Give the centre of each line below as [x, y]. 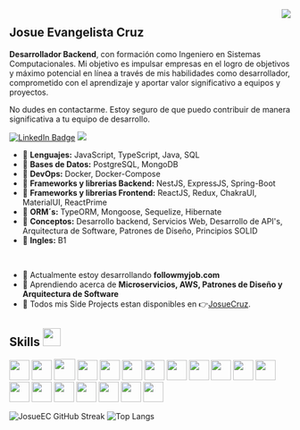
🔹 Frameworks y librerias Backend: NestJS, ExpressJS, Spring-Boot [149, 183]
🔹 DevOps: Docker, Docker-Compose [91, 173]
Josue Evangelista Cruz [77, 33]
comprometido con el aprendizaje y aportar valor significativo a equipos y [145, 82]
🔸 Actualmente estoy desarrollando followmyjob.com [121, 274]
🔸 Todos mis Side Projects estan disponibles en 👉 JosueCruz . [137, 304]
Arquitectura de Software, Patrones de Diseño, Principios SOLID [140, 231]
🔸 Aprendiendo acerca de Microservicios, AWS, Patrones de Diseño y [152, 284]
